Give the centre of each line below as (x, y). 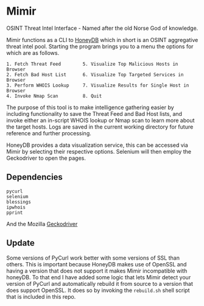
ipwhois (16, 207)
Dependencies (34, 177)
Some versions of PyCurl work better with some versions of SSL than (93, 258)
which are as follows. (33, 52)
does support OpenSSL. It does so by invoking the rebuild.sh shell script (98, 290)
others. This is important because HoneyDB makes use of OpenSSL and (97, 264)
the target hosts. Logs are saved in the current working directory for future (100, 127)
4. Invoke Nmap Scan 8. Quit (54, 96)
